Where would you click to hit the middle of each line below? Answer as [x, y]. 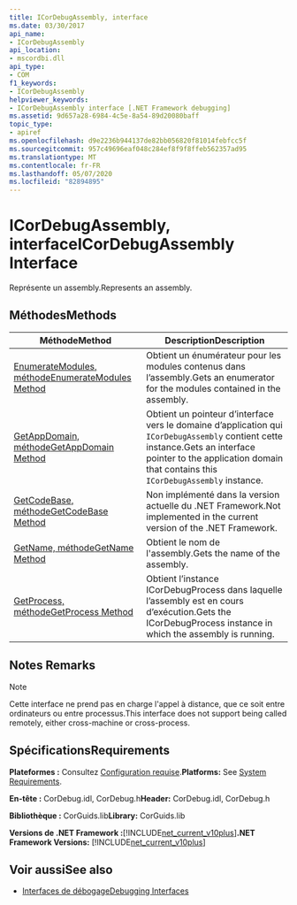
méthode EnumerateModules [73, 377]
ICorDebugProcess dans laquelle [214, 589]
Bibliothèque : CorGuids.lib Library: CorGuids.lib [97, 816]
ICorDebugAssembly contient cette [214, 436]
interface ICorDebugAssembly [122, 245]
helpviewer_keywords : [49, 100]
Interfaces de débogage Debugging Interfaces [105, 891]
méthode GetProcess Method [74, 611]
